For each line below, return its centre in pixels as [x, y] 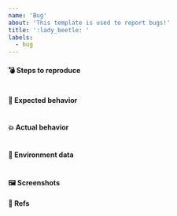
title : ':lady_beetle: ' [49, 30]
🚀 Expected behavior [43, 100]
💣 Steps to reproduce [44, 70]
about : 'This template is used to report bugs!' [89, 23]
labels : [21, 37]
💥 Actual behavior [39, 127]
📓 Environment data [41, 155]
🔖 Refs [19, 203]
